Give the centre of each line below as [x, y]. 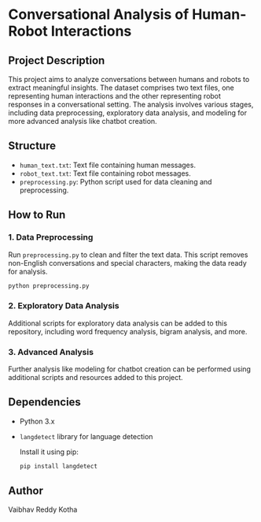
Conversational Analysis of [99, 15]
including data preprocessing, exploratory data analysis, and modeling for [128, 113]
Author [26, 491]
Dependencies [44, 403]
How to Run [37, 215]
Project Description [57, 60]
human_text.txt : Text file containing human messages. [108, 165]
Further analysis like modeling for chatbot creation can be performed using [130, 369]
